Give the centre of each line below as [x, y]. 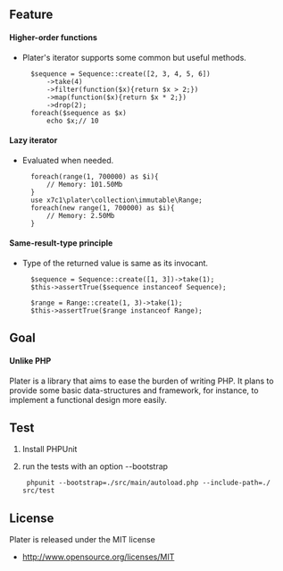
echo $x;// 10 [72, 121]
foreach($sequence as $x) [79, 113]
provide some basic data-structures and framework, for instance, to [134, 390]
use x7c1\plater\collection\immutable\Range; [117, 200]
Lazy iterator [33, 140]
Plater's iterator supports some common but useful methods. [134, 57]
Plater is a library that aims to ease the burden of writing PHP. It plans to [141, 381]
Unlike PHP [30, 360]
